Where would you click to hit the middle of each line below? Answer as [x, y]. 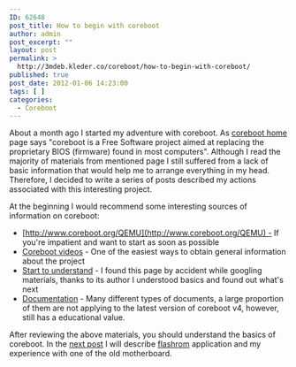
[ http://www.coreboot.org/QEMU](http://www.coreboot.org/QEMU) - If [151, 233]
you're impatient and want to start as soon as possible [121, 242]
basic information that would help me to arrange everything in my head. [139, 171]
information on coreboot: [54, 216]
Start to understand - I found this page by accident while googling [142, 271]
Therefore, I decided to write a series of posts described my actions [133, 180]
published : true [39, 75]
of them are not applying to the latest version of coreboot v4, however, [151, 308]
